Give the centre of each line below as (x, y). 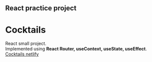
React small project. (26, 43)
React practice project (41, 8)
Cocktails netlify (22, 54)
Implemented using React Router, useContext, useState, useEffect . (76, 49)
